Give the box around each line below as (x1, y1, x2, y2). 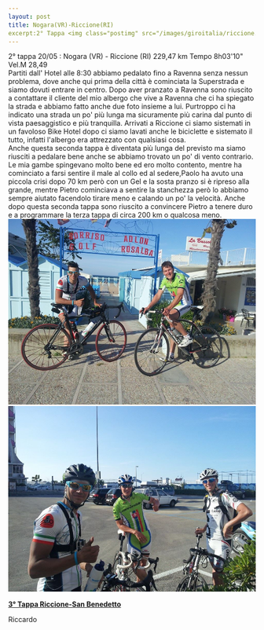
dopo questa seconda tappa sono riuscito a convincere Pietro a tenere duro (8, 202, 253, 211)
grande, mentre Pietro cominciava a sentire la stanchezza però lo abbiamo (8, 185, 249, 195)
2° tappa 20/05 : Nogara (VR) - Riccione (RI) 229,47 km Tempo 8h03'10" (8, 52, 244, 61)
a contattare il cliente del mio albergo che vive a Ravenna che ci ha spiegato (8, 93, 255, 103)
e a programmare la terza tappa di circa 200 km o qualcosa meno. (8, 211, 222, 220)
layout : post (8, 13, 51, 20)
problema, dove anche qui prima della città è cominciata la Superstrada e (8, 77, 245, 86)
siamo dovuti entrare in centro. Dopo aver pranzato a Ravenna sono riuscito (8, 85, 253, 94)
